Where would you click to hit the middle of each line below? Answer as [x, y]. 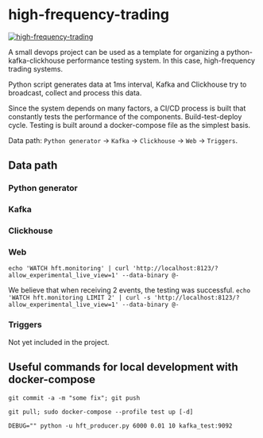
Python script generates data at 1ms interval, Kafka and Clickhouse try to [128, 84]
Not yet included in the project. [59, 342]
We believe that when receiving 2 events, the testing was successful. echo [130, 290]
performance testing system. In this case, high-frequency [161, 60]
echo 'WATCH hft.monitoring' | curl [69, 269]
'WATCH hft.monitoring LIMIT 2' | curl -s [79, 298]
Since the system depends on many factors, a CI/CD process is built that [127, 108]
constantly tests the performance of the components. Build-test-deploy [125, 116]
